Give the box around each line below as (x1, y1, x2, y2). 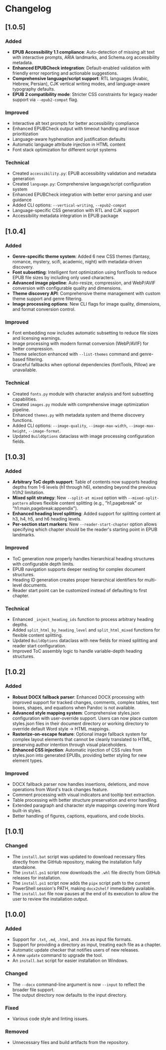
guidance (12, 197, 32, 203)
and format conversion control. (12, 307, 76, 313)
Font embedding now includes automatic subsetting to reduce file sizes (12, 330, 159, 336)
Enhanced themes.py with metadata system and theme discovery (12, 412, 145, 418)
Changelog (5, 3, 52, 14)
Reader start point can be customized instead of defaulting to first (12, 587, 147, 593)
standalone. (12, 864, 37, 870)
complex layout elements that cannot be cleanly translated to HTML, (12, 736, 152, 742)
